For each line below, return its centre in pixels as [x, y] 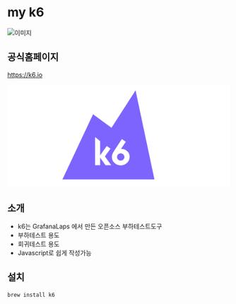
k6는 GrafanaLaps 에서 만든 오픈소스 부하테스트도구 [90, 226]
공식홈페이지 [33, 57]
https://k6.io [25, 74]
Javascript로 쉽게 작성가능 [54, 252]
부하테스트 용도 [39, 235]
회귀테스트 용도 [39, 244]
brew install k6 [31, 295]
